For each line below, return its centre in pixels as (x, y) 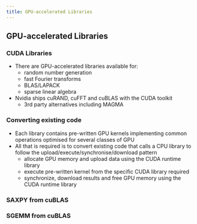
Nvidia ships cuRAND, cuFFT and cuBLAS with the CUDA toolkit (94, 98)
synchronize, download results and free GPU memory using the (102, 178)
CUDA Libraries (29, 53)
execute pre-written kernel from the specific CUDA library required (107, 171)
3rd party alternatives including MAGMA (74, 104)
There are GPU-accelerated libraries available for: (76, 66)
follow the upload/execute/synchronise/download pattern (86, 152)
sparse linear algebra (50, 92)
